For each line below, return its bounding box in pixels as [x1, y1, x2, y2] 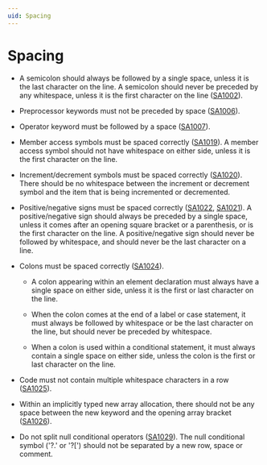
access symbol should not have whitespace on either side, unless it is [18, 146, 251, 156]
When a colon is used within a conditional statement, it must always [31, 342, 256, 351]
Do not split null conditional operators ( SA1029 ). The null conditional [18, 432, 245, 442]
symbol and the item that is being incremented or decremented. [18, 187, 231, 197]
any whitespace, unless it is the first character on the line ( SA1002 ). [18, 90, 243, 100]
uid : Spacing [7, 11, 51, 20]
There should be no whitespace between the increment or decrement [18, 178, 250, 188]
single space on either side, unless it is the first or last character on [31, 285, 254, 295]
